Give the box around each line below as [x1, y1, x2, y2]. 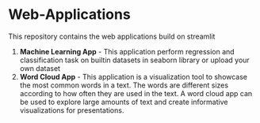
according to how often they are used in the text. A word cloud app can [19, 88, 253, 98]
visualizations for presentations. [19, 105, 124, 115]
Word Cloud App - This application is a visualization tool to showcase [19, 72, 248, 81]
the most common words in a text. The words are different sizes [19, 80, 228, 90]
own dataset [19, 63, 61, 73]
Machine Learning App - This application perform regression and [19, 47, 235, 56]
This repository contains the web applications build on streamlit [8, 32, 216, 41]
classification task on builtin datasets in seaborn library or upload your [19, 55, 250, 65]
